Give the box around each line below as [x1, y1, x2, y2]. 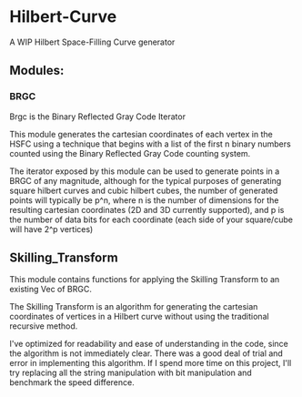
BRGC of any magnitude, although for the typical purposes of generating [9, 175, 282, 186]
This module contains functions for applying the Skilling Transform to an [9, 274, 280, 285]
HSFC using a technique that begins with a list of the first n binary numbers [9, 138, 291, 149]
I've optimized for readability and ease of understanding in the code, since [9, 339, 289, 350]
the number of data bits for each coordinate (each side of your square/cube [9, 214, 294, 225]
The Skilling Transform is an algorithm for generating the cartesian [9, 301, 258, 312]
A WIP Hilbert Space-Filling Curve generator [9, 36, 176, 47]
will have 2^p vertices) [9, 223, 94, 234]
